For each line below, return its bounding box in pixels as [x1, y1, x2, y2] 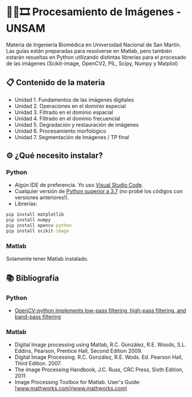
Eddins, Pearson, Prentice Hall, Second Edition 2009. [14, 348, 143, 355]
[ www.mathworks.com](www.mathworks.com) [14, 385, 128, 392]
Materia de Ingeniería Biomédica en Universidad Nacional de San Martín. [6, 41, 181, 48]
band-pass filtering [14, 313, 61, 320]
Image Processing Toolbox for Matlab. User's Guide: [14, 379, 141, 386]
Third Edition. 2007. [14, 360, 62, 367]
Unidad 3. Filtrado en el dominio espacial [14, 109, 114, 116]
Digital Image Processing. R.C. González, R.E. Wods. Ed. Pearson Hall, [14, 354, 183, 361]
